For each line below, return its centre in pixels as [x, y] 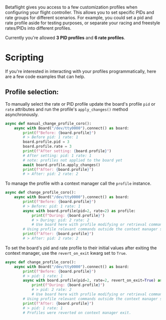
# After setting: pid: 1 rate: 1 [57, 156]
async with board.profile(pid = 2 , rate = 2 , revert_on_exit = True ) [89, 280]
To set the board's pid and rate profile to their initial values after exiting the [81, 248]
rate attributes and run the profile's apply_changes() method [67, 109]
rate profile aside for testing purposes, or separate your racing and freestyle [83, 23]
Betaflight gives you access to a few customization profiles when [71, 7]
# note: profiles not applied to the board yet [73, 160]
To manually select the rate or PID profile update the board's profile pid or [80, 104]
